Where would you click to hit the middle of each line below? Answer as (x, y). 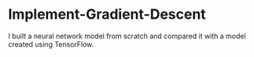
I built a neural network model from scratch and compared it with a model (127, 36)
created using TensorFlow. (51, 44)
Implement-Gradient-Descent (107, 14)
